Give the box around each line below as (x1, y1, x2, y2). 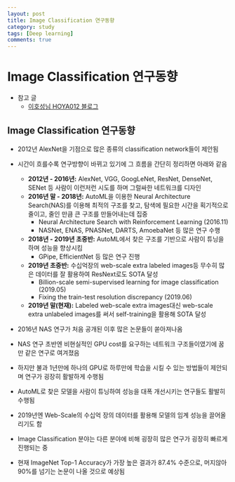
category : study (7, 23, 55, 30)
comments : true (7, 37, 52, 44)
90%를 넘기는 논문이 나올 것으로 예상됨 (17, 467, 125, 475)
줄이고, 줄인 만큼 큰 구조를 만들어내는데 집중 (27, 209, 148, 218)
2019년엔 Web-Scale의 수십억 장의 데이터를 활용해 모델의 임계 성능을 (17, 410, 208, 419)
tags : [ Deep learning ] (7, 30, 74, 37)
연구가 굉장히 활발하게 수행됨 (25, 372, 104, 380)
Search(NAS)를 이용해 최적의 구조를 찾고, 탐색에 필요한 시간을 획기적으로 (27, 201, 229, 209)
